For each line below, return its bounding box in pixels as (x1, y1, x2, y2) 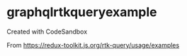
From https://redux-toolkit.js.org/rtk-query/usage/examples (6, 41, 180, 49)
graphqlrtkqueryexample (6, 4, 157, 20)
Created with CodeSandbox (6, 27, 88, 36)
